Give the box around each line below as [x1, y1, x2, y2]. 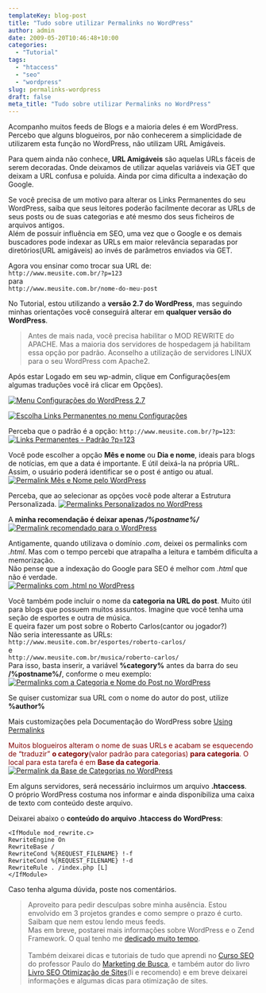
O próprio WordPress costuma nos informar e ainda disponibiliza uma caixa [8, 790, 256, 799]
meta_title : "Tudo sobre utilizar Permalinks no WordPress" [8, 100, 212, 108]
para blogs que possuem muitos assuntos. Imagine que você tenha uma [8, 605, 244, 614]
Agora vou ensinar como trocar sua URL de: [8, 261, 152, 271]
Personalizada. [8, 500, 57, 509]
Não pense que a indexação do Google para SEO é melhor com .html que [8, 564, 248, 574]
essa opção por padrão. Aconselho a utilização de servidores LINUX [27, 348, 252, 357]
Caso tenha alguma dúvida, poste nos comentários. [8, 885, 177, 894]
